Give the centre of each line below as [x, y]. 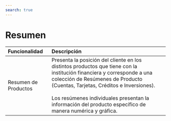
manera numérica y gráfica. [84, 111]
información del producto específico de [99, 104]
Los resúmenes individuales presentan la [100, 98]
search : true [19, 10]
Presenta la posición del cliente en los [97, 60]
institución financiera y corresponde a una [102, 73]
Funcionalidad [25, 51]
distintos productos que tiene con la [94, 66]
